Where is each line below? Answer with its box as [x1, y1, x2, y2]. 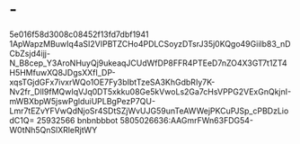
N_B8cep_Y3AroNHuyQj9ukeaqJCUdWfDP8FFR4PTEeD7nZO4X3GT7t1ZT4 [9, 58, 287, 68]
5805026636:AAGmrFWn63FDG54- [119, 114, 254, 125]
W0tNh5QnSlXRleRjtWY [9, 124, 98, 135]
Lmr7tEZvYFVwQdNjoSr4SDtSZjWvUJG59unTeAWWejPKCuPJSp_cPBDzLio [9, 105, 289, 116]
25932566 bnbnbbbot [36, 114, 119, 125]
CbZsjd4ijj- [9, 48, 51, 58]
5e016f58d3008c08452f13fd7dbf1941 [9, 29, 149, 40]
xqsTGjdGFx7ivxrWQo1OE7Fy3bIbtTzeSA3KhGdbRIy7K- [9, 76, 216, 87]
